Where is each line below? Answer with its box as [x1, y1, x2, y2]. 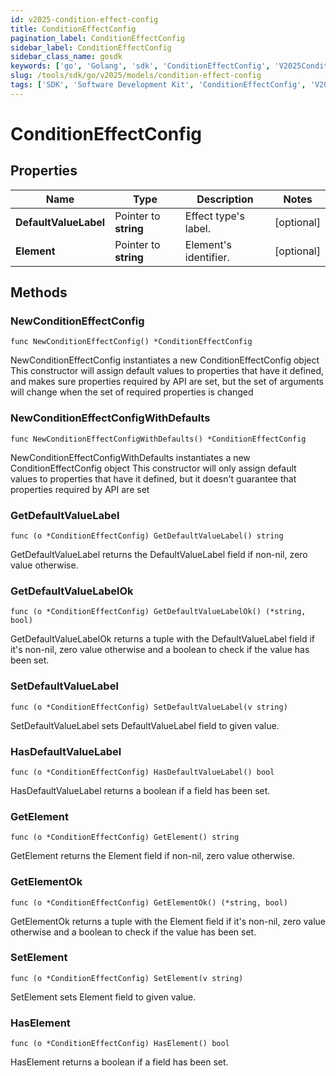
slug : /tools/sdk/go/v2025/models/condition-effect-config [10, 71, 262, 81]
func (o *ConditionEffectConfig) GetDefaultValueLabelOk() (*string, [10, 607, 307, 617]
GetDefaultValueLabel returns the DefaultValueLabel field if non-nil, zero [10, 549, 308, 561]
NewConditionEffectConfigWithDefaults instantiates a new [10, 451, 251, 463]
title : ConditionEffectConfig [10, 24, 137, 34]
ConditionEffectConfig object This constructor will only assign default [10, 462, 297, 474]
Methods [10, 284, 68, 301]
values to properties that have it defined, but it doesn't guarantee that [10, 472, 297, 485]
